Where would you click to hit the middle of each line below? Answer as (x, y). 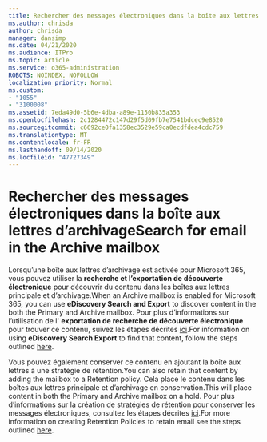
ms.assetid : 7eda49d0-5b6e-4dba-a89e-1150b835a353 (94, 113)
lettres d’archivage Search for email (128, 231)
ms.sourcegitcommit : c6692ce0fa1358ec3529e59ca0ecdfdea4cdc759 (116, 127)
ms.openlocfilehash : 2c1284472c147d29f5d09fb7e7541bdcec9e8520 (116, 120)
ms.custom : (26, 90)
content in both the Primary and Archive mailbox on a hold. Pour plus (122, 396)
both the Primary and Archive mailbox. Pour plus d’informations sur (119, 312)
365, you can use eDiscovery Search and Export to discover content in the (132, 304)
